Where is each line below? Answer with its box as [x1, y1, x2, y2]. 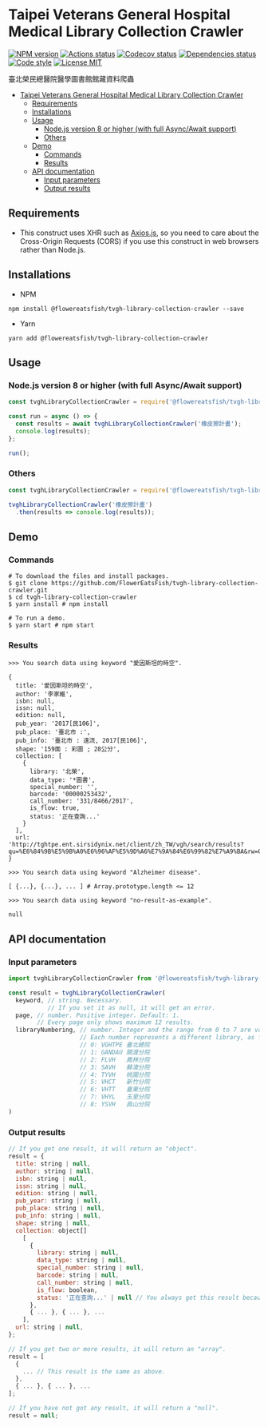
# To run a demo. [8, 614, 66, 623]
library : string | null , [37, 1249, 120, 1257]
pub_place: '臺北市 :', [15, 728, 91, 736]
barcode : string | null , [37, 1271, 120, 1280]
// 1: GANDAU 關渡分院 [79, 1048, 150, 1056]
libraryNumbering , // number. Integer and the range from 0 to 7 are [15, 1026, 251, 1034]
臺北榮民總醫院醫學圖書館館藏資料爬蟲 [8, 74, 134, 83]
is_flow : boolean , [37, 1285, 98, 1294]
